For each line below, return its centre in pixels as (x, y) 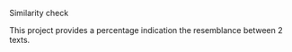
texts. (20, 40)
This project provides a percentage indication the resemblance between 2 (146, 30)
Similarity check (39, 13)
